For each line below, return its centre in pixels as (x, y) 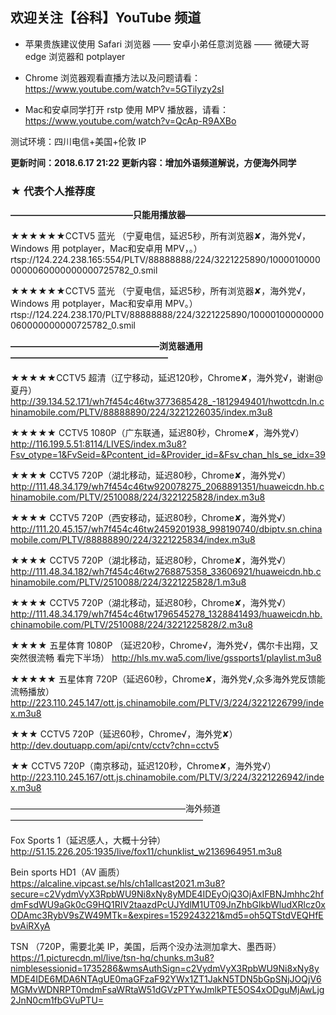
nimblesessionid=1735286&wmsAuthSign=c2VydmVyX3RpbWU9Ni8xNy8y (165, 969)
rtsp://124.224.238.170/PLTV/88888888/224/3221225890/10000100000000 (167, 315)
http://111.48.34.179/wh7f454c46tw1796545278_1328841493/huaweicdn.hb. (166, 614)
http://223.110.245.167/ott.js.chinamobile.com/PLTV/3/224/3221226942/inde (167, 777)
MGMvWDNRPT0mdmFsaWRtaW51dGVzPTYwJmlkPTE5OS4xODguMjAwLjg (167, 990)
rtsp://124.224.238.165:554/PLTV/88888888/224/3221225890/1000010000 (165, 260)
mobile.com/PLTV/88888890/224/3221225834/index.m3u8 (133, 540)
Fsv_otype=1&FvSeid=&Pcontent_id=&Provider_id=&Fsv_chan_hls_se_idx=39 (168, 455)
